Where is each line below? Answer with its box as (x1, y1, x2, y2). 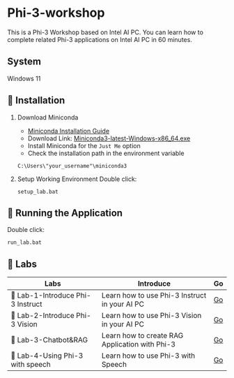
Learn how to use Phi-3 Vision (101, 311, 202, 321)
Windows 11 (7, 74, 41, 82)
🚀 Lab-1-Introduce (10, 291, 75, 300)
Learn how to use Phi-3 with (101, 351, 196, 361)
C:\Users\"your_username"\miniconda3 (17, 162, 127, 169)
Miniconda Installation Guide (27, 126, 110, 135)
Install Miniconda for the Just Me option (27, 141, 141, 150)
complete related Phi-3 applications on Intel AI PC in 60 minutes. (7, 35, 193, 43)
